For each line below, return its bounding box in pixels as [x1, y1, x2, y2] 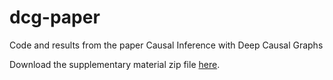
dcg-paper [9, 6, 101, 29]
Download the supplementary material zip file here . [9, 58, 221, 70]
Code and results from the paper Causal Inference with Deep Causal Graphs [9, 39, 324, 51]
